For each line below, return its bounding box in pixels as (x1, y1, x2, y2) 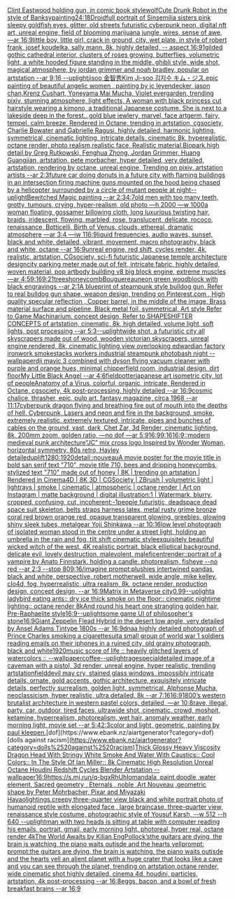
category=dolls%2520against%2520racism (7, 743, 133, 751)
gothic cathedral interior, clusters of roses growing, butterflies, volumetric (7, 50, 220, 59)
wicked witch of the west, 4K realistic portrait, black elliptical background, (7, 542, 220, 551)
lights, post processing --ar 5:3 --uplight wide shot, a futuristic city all (7, 327, 205, 335)
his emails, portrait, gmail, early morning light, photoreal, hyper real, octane (7, 825, 225, 833)
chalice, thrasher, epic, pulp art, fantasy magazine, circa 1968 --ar (7, 394, 198, 402)
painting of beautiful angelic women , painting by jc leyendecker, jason (7, 82, 211, 90)
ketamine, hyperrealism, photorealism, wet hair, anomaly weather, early (7, 714, 213, 721)
